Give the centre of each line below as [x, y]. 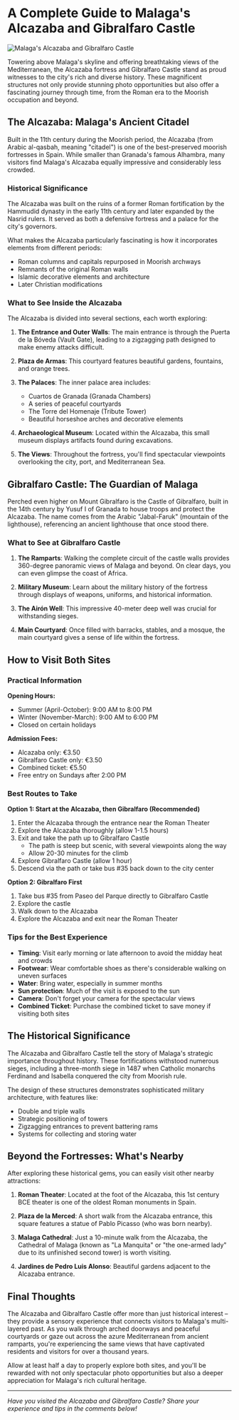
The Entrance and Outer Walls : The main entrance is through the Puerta [124, 332]
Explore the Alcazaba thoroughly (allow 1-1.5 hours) [93, 831]
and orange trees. [44, 369]
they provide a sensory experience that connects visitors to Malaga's [108, 1322]
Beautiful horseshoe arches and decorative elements [106, 419]
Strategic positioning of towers [63, 1118]
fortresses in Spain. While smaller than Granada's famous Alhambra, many [116, 154]
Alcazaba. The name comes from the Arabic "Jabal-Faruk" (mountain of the [118, 517]
